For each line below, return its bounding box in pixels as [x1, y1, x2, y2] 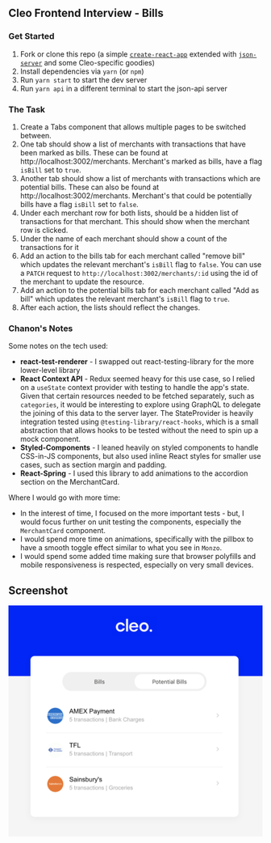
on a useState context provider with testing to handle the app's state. [19, 383, 250, 392]
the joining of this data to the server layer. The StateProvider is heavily [19, 409, 254, 418]
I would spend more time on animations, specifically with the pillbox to [19, 534, 254, 544]
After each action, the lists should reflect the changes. [19, 303, 200, 312]
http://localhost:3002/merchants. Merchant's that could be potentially [19, 190, 252, 201]
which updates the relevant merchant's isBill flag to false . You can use [19, 259, 262, 269]
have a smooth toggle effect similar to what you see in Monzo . [19, 543, 223, 553]
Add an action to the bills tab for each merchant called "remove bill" [19, 251, 246, 261]
